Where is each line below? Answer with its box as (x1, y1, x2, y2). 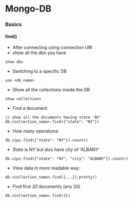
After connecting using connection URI (12, 45, 92, 51)
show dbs (5, 60, 23, 65)
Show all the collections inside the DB (12, 87, 90, 93)
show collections (5, 96, 41, 102)
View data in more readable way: (12, 165, 80, 171)
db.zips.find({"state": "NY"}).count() (5, 138, 88, 143)
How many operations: (12, 128, 59, 134)
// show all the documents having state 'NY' (5, 115, 101, 120)
